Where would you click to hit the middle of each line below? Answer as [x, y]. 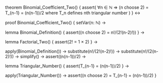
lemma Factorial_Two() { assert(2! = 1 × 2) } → [52, 42]
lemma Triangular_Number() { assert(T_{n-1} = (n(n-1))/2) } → [67, 66]
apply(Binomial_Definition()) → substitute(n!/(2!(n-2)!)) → [63, 51]
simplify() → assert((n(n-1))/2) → [53, 56]
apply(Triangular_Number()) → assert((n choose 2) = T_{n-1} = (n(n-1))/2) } [81, 75]
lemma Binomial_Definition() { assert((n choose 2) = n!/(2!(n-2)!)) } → [75, 32]
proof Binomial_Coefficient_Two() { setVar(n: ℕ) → [55, 22]
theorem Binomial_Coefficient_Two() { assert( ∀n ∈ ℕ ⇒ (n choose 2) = [77, 7]
